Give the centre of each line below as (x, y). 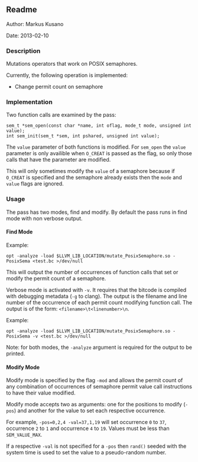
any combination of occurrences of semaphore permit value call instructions (99, 387)
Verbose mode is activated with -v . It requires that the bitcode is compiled (96, 290)
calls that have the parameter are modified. (59, 160)
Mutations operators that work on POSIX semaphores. (72, 64)
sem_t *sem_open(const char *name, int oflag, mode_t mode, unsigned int (99, 126)
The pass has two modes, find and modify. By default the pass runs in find (97, 212)
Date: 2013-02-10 (27, 36)
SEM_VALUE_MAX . (24, 435)
